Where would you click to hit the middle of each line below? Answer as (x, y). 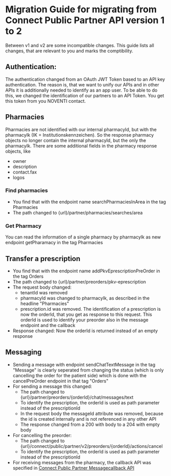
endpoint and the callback (48, 325)
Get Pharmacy (24, 226)
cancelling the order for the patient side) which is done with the (80, 375)
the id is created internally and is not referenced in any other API (88, 419)
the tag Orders (28, 276)
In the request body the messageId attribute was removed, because (92, 414)
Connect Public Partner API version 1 (85, 20)
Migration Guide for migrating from (81, 9)
